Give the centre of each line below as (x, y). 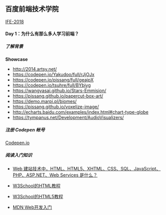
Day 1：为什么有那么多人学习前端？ (42, 34)
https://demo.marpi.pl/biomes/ (45, 101)
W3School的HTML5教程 (38, 197)
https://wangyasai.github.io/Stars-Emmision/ (59, 91)
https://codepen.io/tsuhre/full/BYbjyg (52, 85)
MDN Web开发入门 (32, 207)
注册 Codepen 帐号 (25, 130)
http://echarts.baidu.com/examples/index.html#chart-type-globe (80, 112)
